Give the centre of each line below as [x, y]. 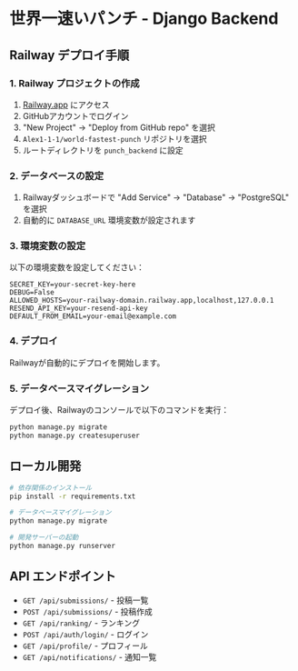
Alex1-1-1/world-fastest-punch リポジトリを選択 [114, 138]
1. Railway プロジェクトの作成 [74, 83]
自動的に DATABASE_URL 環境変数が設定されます [109, 220]
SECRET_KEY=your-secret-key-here [73, 285]
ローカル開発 [45, 466]
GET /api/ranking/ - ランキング [81, 623]
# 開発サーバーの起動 [44, 537]
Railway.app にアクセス [66, 105]
